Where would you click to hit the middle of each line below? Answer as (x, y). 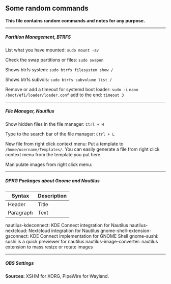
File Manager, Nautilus (30, 111)
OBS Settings (20, 263)
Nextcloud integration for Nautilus (64, 231)
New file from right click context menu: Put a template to (64, 144)
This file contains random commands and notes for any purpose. (75, 20)
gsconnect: (17, 236)
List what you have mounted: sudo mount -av (52, 50)
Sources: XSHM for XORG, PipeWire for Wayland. (57, 276)
